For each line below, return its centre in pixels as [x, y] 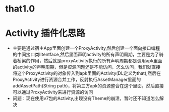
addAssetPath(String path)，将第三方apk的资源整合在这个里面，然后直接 [88, 86]
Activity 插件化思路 [45, 33]
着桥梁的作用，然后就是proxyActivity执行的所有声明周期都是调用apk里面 [87, 61]
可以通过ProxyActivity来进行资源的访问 [53, 92]
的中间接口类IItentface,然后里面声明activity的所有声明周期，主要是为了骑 [88, 54]
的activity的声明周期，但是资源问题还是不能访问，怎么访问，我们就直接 [86, 67]
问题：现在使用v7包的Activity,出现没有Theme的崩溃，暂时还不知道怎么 [86, 98]
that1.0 [20, 9]
